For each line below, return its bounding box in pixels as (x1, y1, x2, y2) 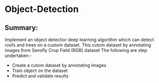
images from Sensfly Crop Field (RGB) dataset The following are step (5, 47, 147, 53)
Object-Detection (5, 3, 79, 15)
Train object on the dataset (12, 67, 68, 73)
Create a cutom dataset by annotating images (12, 62, 106, 68)
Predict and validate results (12, 73, 69, 78)
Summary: (5, 23, 38, 32)
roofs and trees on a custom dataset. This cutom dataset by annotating (5, 42, 151, 48)
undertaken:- (5, 52, 32, 58)
